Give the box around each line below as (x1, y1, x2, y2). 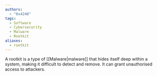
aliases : (5, 38, 23, 43)
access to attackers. (5, 66, 45, 72)
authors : (5, 7, 23, 12)
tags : (5, 16, 16, 21)
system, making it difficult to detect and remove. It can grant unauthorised (5, 61, 153, 67)
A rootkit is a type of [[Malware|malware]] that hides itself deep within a (5, 56, 148, 62)
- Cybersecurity (9, 25, 42, 30)
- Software (9, 20, 31, 25)
